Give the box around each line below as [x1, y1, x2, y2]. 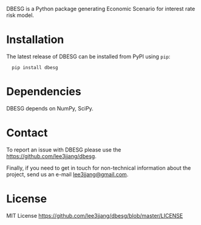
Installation [6, 33, 64, 47]
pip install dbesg [12, 64, 59, 70]
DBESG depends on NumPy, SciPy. [6, 104, 94, 112]
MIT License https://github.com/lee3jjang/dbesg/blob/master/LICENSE [6, 212, 183, 219]
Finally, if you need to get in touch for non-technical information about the [6, 164, 191, 172]
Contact [6, 126, 48, 140]
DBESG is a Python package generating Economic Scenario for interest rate [6, 5, 196, 12]
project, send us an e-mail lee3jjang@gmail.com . [6, 170, 129, 178]
